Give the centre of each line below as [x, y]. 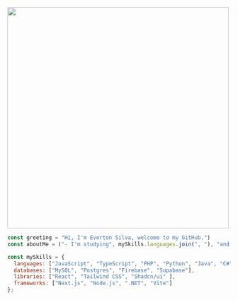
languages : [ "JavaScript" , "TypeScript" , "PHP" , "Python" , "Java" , [115, 264]
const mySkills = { [36, 257]
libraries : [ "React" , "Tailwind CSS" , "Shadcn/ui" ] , [95, 277]
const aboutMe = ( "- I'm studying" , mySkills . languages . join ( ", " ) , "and [119, 244]
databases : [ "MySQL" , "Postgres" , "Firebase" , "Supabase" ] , [104, 270]
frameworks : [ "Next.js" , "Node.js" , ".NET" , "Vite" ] [93, 283]
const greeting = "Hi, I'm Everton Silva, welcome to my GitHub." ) [109, 238]
